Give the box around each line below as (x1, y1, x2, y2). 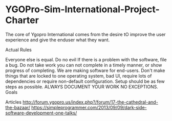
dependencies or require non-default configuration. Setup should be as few (5, 78, 165, 84)
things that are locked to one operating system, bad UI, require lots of (5, 72, 152, 79)
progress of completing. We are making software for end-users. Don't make (5, 67, 165, 74)
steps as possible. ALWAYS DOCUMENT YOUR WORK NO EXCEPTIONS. (5, 83, 159, 90)
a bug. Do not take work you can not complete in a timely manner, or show (5, 62, 162, 68)
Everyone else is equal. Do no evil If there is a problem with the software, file (5, 56, 167, 62)
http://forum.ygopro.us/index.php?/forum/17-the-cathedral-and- (23, 99, 159, 105)
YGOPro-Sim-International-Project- (5, 4, 160, 15)
